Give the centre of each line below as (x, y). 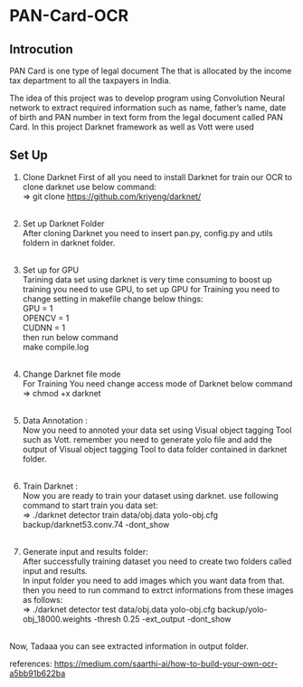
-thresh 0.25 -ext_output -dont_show (163, 619)
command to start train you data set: (90, 505)
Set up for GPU (51, 270)
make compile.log (55, 347)
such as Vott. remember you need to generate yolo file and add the (147, 439)
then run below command (71, 337)
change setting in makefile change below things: (113, 299)
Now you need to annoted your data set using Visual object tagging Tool (157, 430)
